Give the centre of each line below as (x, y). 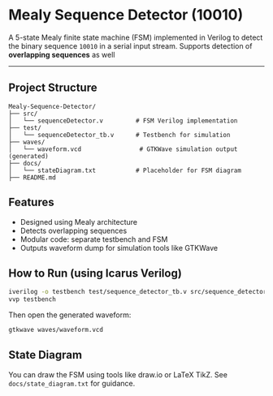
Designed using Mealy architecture (79, 222)
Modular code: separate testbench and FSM (94, 239)
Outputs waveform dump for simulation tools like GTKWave (119, 247)
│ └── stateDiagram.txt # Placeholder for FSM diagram (125, 170)
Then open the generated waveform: (70, 315)
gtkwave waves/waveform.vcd (56, 330)
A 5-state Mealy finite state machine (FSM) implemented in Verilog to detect (136, 37)
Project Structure (53, 88)
